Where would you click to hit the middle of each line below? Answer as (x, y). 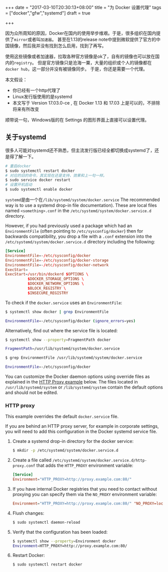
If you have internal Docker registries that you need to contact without (85, 489)
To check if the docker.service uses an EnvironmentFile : (64, 303)
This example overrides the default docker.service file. (62, 417)
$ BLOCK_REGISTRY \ (47, 289)
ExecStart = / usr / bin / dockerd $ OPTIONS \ (47, 274)
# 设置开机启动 (19, 185)
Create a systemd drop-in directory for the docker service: (73, 441)
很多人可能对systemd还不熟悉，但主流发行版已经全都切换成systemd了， (80, 150)
